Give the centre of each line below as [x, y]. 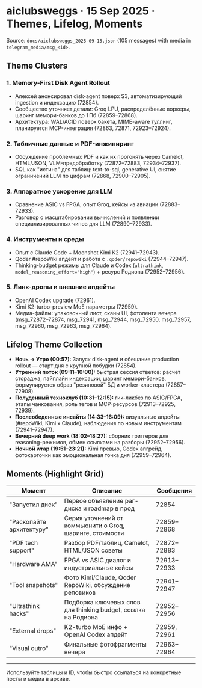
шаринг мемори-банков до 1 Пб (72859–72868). [76, 115]
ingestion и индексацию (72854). [57, 102]
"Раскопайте [28, 522]
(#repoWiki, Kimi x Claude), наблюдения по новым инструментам [98, 423]
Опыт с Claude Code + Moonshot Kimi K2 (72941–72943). [87, 252]
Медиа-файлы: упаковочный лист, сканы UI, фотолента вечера [96, 313]
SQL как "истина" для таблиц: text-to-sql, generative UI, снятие [95, 169]
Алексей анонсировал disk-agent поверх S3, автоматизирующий [98, 96]
